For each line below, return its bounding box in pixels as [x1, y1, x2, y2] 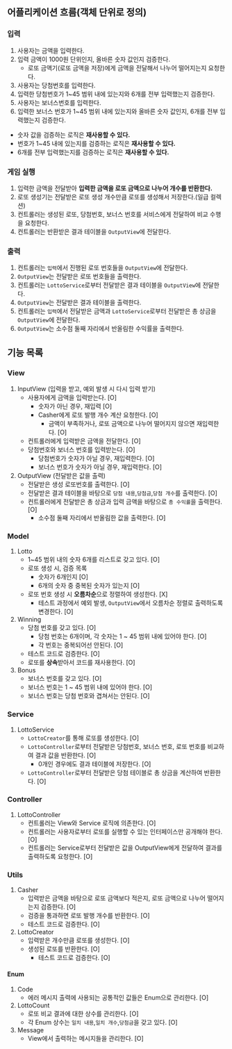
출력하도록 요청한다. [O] [27, 852, 93, 860]
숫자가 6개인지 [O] [38, 572, 89, 581]
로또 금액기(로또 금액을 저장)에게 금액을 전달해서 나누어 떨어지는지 [27, 63, 207, 72]
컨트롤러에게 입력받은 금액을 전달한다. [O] [27, 436, 141, 445]
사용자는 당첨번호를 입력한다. [17, 81, 96, 89]
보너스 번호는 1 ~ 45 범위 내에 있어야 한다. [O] [27, 683, 153, 691]
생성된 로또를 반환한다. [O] [27, 945, 101, 953]
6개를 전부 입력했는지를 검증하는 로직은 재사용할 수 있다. [17, 148, 169, 156]
